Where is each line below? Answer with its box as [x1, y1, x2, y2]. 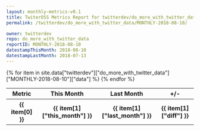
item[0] [11, 108, 33, 116]
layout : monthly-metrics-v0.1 [6, 8, 82, 15]
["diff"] [161, 111, 183, 120]
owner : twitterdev [6, 30, 52, 36]
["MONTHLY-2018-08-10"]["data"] [6, 75, 91, 82]
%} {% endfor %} [92, 75, 135, 82]
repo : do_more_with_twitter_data [6, 36, 89, 42]
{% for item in [6, 69, 40, 76]
